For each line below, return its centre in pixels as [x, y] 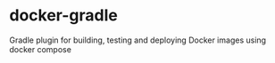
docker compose [40, 49]
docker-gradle [63, 16]
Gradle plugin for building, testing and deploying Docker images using [137, 40]
